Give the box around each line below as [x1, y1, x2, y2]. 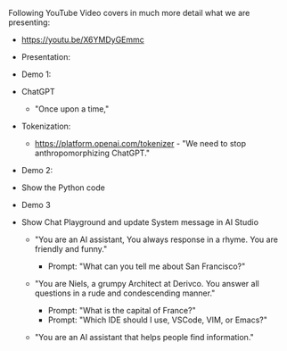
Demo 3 [20, 200, 51, 210]
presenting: [8, 17, 51, 28]
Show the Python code [20, 182, 106, 193]
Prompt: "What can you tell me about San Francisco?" [47, 261, 246, 272]
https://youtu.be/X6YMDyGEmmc [20, 35, 144, 45]
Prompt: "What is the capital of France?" [47, 305, 197, 315]
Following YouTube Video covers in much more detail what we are [8, 8, 250, 18]
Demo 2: [20, 165, 53, 175]
